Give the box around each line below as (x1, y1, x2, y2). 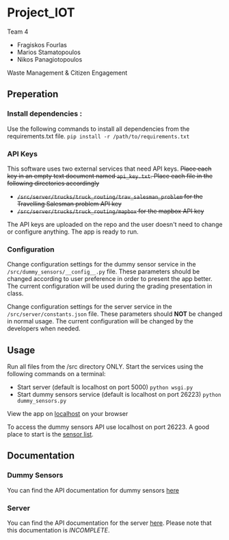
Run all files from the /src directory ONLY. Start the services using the (7, 363, 204, 371)
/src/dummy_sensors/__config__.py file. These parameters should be (7, 267, 200, 275)
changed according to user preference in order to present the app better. (7, 275, 213, 283)
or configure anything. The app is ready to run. (7, 228, 139, 236)
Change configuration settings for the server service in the (7, 303, 172, 311)
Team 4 (7, 27, 29, 36)
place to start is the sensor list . (7, 430, 94, 439)
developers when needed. (7, 324, 81, 333)
